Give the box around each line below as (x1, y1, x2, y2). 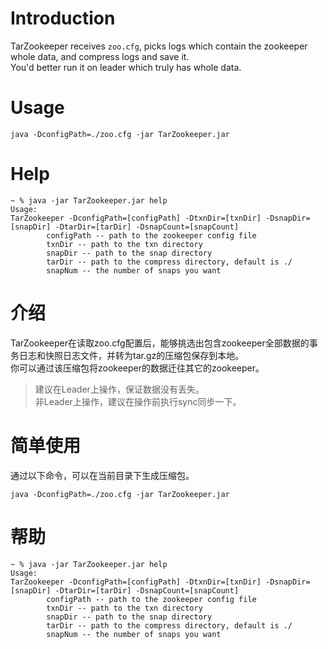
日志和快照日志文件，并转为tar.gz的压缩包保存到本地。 (18, 349, 245, 361)
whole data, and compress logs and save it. (10, 50, 190, 62)
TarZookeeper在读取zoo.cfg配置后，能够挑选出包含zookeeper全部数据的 (10, 337, 310, 349)
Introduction (10, 7, 116, 30)
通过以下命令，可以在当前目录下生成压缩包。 (10, 469, 195, 481)
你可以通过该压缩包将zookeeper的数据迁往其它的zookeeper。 (10, 362, 265, 374)
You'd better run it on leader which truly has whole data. (10, 61, 242, 73)
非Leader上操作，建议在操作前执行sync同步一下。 (34, 395, 242, 407)
